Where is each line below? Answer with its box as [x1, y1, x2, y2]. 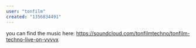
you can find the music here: [6, 29, 75, 36]
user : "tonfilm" [6, 8, 46, 14]
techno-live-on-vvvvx [6, 36, 59, 43]
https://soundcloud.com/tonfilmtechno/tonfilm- [75, 29, 190, 36]
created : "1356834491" [6, 14, 61, 20]
